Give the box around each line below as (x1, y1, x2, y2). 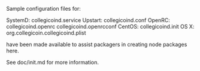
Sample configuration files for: (6, 5, 81, 12)
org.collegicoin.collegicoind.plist (6, 29, 86, 36)
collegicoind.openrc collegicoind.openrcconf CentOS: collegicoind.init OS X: (6, 23, 195, 30)
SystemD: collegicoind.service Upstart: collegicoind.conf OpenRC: (6, 17, 171, 23)
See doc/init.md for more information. (6, 59, 99, 66)
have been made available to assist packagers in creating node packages (6, 41, 187, 48)
